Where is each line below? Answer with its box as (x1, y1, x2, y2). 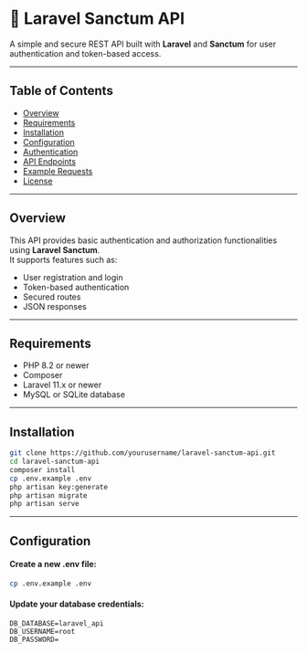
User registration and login (22, 271, 123, 282)
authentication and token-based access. (9, 47, 162, 58)
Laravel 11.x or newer (22, 379, 102, 391)
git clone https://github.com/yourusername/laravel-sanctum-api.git (9, 448, 276, 458)
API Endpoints (22, 155, 76, 167)
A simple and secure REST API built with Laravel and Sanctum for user (9, 38, 277, 49)
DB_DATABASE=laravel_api (9, 618, 104, 628)
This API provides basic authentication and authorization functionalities (9, 235, 278, 246)
